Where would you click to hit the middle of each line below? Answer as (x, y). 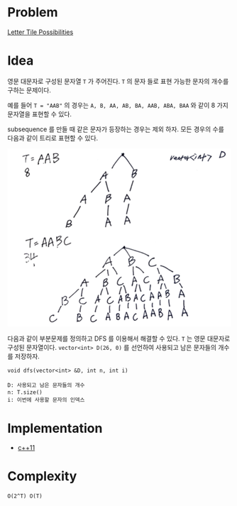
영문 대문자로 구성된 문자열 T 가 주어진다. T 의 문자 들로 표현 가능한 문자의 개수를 (118, 81)
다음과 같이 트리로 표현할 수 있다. (53, 138)
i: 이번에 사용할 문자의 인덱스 (46, 400)
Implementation (55, 428)
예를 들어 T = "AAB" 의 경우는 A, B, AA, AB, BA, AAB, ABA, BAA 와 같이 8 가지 (118, 105)
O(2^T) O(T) (25, 496)
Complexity (42, 477)
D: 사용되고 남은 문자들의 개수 (46, 385)
